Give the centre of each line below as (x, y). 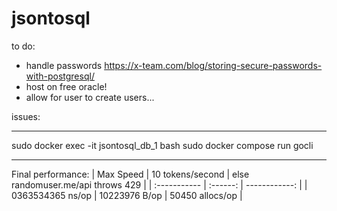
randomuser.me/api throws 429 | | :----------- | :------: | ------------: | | (159, 184)
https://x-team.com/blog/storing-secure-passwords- (213, 65)
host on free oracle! (66, 86)
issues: (26, 116)
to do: (23, 46)
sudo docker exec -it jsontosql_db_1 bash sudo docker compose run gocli (162, 145)
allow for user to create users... (90, 97)
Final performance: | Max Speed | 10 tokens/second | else (130, 174)
